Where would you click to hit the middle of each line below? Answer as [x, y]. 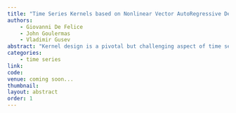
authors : [20, 20]
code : [15, 72]
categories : [25, 53]
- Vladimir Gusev [45, 40]
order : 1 [20, 99]
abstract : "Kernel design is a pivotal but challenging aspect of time [114, 46]
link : [15, 66]
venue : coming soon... [40, 79]
